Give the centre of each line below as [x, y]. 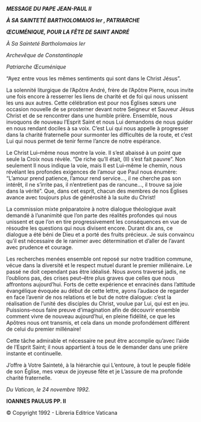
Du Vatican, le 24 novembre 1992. [48, 389]
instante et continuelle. [34, 353]
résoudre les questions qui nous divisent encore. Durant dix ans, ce [89, 228]
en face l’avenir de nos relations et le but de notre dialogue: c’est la [89, 297]
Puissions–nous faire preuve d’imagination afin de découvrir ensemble [93, 310]
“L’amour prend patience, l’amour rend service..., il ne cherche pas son [94, 178]
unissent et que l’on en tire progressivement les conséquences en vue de [97, 222]
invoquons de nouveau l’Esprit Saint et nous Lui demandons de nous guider [100, 122]
